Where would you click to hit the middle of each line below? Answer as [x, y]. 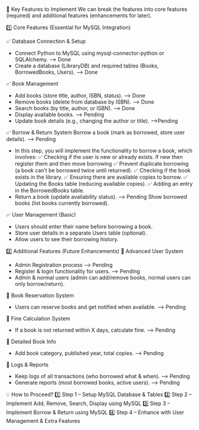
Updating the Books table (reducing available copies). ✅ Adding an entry [104, 184]
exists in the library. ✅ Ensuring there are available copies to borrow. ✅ [101, 177]
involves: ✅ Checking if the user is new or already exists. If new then [99, 157]
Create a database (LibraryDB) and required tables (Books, [87, 66]
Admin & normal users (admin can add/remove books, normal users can [103, 278]
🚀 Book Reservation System [40, 295]
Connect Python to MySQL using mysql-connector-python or [89, 53]
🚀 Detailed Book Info [31, 342]
